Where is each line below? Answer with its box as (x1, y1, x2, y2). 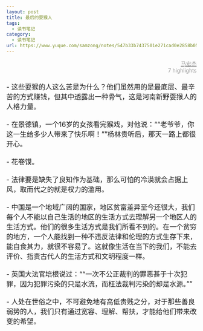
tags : (6, 20, 20, 26)
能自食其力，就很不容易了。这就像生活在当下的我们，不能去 (6, 242, 197, 251)
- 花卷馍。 (6, 157, 39, 166)
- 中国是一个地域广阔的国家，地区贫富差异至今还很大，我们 (6, 203, 195, 212)
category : (6, 31, 31, 38)
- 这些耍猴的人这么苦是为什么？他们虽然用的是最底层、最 (6, 82, 188, 91)
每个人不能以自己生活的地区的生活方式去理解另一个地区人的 (6, 212, 197, 221)
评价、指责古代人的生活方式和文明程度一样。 (6, 252, 149, 261)
